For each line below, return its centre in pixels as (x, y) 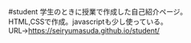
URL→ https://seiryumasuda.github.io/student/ (84, 31)
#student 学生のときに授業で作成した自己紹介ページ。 (98, 12)
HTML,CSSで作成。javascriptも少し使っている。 (88, 21)
